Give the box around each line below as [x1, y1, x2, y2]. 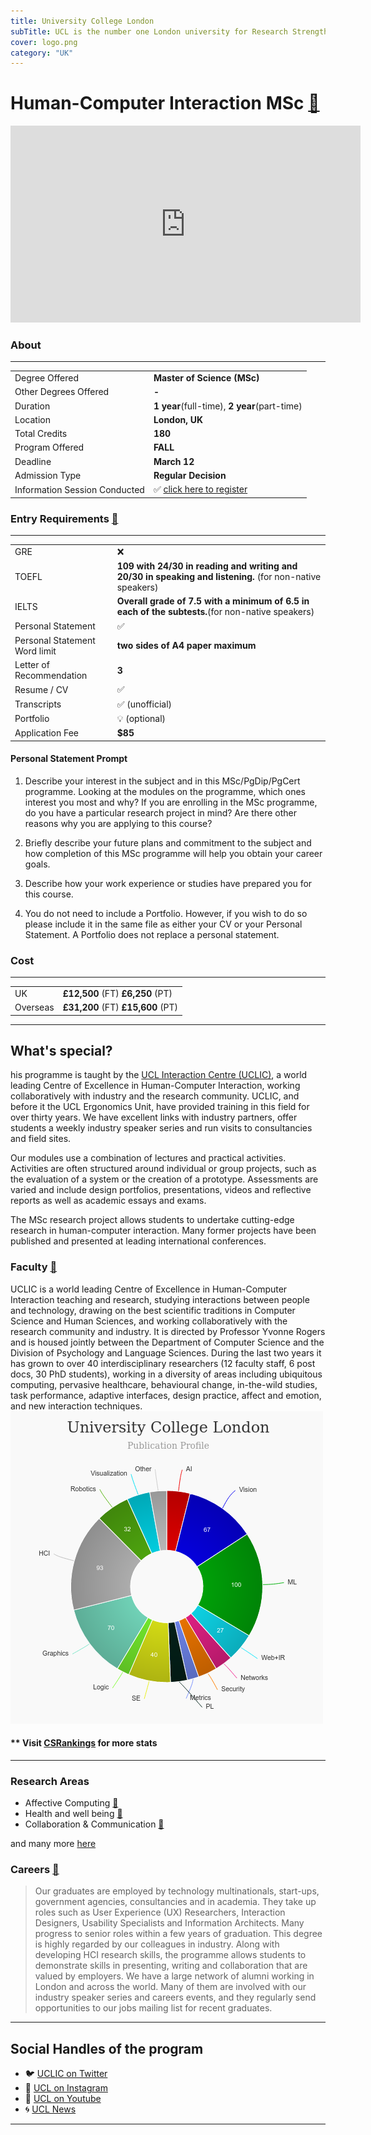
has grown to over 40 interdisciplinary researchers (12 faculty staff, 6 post [10, 1357, 316, 1369]
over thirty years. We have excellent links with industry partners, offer [10, 1111, 298, 1124]
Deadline [14, 455, 52, 467]
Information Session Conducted [14, 483, 145, 495]
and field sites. [10, 1133, 72, 1145]
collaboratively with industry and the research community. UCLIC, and [10, 1090, 300, 1102]
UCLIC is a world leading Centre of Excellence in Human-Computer [10, 1283, 288, 1295]
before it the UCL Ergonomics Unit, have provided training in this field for [10, 1101, 310, 1113]
